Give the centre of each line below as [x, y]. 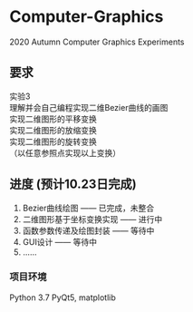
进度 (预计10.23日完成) [73, 185]
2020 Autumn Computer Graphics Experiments [97, 42]
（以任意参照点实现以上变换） [65, 152]
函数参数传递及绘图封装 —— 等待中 [88, 230]
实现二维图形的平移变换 [53, 119]
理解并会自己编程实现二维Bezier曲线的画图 [89, 107]
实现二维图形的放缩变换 [53, 130]
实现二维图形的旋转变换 [53, 141]
